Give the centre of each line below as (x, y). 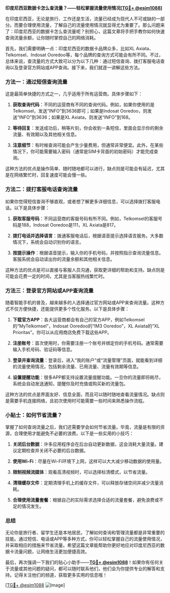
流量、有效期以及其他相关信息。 (46, 134)
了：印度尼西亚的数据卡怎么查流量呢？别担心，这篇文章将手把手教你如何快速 (85, 31)
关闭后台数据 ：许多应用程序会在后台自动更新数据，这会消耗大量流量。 (86, 444)
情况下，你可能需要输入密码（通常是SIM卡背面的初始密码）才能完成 (83, 152)
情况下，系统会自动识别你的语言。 (48, 242)
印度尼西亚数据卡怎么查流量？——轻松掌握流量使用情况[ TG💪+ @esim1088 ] (84, 8)
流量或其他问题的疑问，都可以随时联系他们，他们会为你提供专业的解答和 (85, 569)
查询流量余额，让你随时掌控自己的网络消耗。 (52, 38)
